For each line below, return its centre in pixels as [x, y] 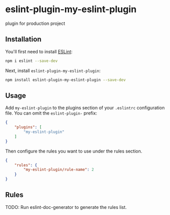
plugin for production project [35, 23]
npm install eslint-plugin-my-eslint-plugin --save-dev [65, 80]
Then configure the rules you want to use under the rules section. [74, 151]
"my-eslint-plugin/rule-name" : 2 [59, 170]
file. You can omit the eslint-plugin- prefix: [51, 113]
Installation [23, 39]
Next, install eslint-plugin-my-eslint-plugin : [53, 70]
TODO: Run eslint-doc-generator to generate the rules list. [66, 207]
